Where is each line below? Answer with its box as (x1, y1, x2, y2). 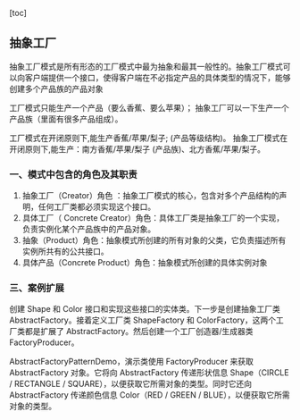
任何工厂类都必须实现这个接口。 (37, 201, 156, 213)
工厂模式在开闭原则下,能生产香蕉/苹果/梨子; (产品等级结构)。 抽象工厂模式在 (9, 132, 288, 143)
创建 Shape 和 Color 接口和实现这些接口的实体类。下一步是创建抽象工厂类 (9, 304, 281, 315)
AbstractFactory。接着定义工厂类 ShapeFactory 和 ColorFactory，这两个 (9, 315, 277, 325)
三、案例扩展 (9, 281, 65, 294)
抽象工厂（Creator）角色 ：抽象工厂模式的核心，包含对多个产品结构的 (21, 190, 279, 201)
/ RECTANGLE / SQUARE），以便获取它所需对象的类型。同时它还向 (9, 379, 253, 390)
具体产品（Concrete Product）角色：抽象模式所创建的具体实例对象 (21, 257, 268, 268)
